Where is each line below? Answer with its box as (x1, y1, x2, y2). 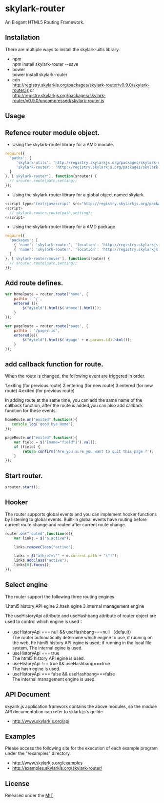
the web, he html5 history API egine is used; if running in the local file (12, 640, 152, 646)
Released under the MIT (5, 793, 54, 799)
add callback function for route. (5, 360, 103, 368)
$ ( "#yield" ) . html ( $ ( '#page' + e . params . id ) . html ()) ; (22, 337, 132, 342)
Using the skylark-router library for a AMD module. (12, 141, 114, 147)
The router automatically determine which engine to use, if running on (12, 634, 153, 640)
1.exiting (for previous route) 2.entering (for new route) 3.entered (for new (5, 383, 153, 389)
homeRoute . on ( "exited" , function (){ (5, 417, 78, 422)
